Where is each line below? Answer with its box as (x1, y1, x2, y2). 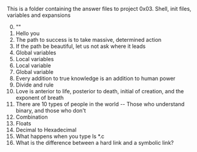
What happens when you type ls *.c (15, 133, 105, 140)
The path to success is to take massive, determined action (15, 36, 162, 43)
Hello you (15, 30, 40, 37)
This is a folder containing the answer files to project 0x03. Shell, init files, (7, 5, 192, 12)
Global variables (15, 49, 56, 56)
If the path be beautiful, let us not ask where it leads (15, 42, 146, 50)
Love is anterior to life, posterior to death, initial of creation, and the (15, 88, 184, 94)
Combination (15, 113, 48, 121)
